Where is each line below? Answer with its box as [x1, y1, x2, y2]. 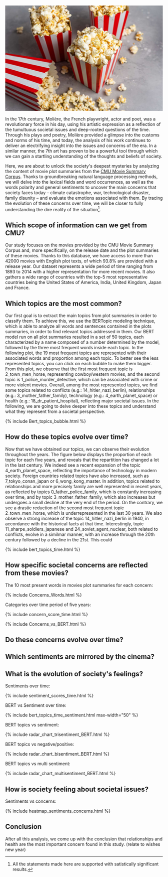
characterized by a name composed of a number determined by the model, [5, 339, 160, 345]
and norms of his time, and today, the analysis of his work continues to [5, 137, 151, 143]
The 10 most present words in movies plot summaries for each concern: [5, 582, 153, 588]
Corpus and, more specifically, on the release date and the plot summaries [5, 247, 159, 253]
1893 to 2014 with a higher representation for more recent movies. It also [5, 269, 155, 275]
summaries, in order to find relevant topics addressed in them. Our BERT [5, 328, 154, 334]
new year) [5, 846, 26, 852]
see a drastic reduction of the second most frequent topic [5, 505, 124, 511]
